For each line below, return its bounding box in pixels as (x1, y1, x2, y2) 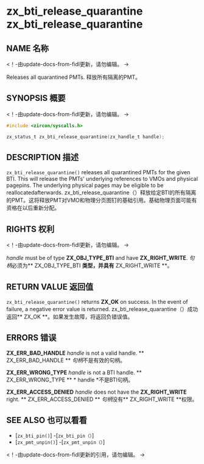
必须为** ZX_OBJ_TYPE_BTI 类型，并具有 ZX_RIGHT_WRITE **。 (12, 262, 173, 270)
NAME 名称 (6, 43, 49, 53)
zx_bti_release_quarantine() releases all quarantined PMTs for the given (6, 169, 191, 176)
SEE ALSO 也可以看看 (6, 415, 87, 425)
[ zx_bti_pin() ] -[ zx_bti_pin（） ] (15, 432, 94, 439)
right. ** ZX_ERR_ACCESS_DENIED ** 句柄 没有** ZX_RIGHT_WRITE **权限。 (6, 396, 198, 403)
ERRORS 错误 (6, 333, 57, 343)
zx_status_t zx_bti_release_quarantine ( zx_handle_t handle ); (6, 133, 165, 140)
